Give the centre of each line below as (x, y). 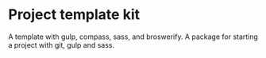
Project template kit (74, 15)
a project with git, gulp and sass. (62, 44)
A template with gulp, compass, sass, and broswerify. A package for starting (133, 37)
